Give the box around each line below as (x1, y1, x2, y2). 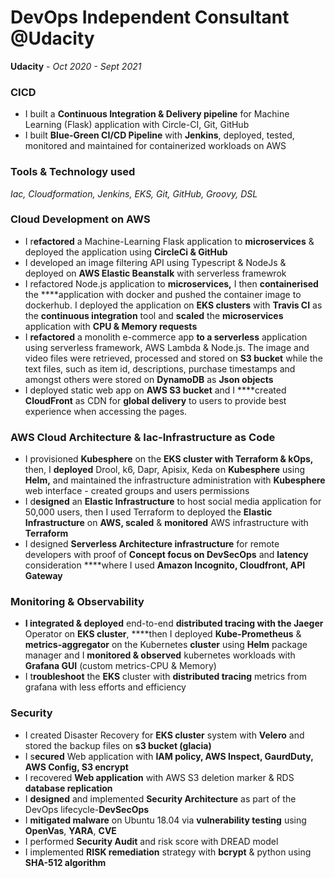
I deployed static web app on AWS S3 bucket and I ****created (24, 384, 287, 396)
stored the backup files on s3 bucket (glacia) (24, 739, 212, 751)
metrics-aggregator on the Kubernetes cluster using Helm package (24, 639, 308, 651)
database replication (24, 782, 113, 794)
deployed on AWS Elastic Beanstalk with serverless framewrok (24, 267, 287, 279)
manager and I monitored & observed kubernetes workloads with (24, 649, 296, 661)
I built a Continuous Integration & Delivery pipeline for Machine (24, 108, 290, 120)
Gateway (24, 570, 63, 582)
